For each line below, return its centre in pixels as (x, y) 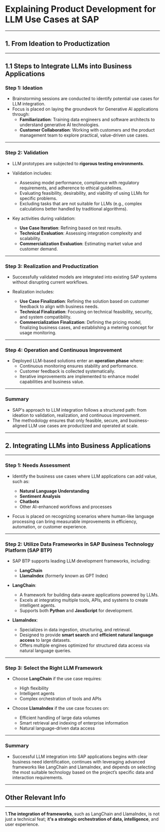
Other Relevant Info (35, 798)
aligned (20, 425)
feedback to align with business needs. (59, 307)
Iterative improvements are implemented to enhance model (79, 377)
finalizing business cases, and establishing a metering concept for (86, 328)
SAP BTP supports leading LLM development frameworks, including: (81, 561)
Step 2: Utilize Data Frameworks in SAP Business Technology (80, 544)
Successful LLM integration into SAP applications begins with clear (80, 756)
